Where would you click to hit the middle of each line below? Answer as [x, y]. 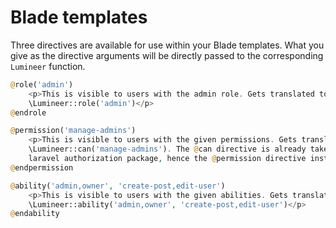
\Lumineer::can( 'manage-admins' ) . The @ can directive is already [167, 149]
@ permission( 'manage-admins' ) [73, 131]
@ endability [35, 214]
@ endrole [28, 112]
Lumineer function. [48, 66]
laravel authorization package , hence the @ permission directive [167, 159]
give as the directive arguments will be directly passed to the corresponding [167, 55]
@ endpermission [42, 167]
